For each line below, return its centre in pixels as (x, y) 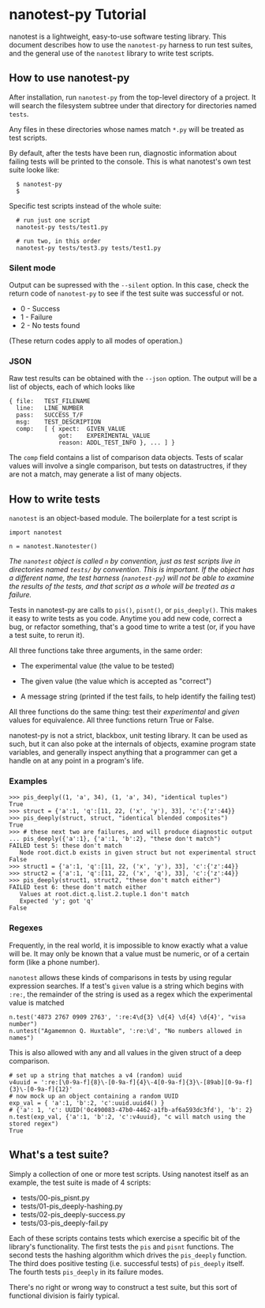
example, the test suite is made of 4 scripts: (80, 1182)
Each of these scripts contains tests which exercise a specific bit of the (125, 1238)
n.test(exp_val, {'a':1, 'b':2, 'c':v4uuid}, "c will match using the (127, 1117)
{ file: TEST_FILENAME (50, 401)
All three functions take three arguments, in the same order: (106, 650)
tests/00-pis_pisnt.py (55, 1197)
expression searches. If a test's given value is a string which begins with (126, 986)
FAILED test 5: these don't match (66, 846)
